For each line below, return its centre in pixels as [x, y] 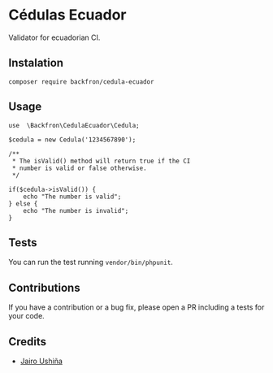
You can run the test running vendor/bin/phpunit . [91, 262]
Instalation [36, 63]
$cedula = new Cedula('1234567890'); [72, 140]
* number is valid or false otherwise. [80, 168]
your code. [26, 316]
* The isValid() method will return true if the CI [101, 161]
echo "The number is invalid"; [76, 210]
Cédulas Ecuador [68, 15]
